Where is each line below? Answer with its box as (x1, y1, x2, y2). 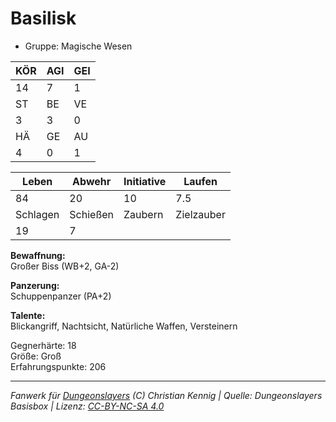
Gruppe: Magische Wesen (24, 40, 133, 52)
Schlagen (15, 207, 60, 221)
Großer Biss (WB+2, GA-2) (10, 260, 120, 272)
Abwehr (72, 174, 112, 188)
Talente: (10, 309, 46, 321)
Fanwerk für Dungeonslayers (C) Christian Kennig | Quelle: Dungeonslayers (10, 389, 323, 401)
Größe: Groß (10, 350, 62, 362)
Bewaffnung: (10, 249, 66, 261)
